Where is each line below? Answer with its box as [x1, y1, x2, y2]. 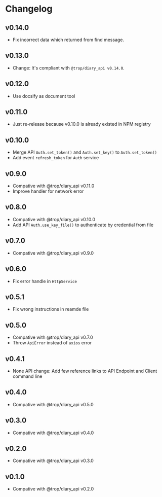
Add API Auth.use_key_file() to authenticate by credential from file [12, 222, 153, 228]
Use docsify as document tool [12, 93, 75, 99]
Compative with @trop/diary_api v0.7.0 [12, 334, 93, 340]
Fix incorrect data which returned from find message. [12, 37, 125, 43]
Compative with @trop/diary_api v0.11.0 [12, 183, 95, 189]
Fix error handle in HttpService [12, 278, 77, 284]
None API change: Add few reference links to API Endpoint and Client [12, 368, 157, 374]
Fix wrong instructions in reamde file [12, 306, 89, 312]
